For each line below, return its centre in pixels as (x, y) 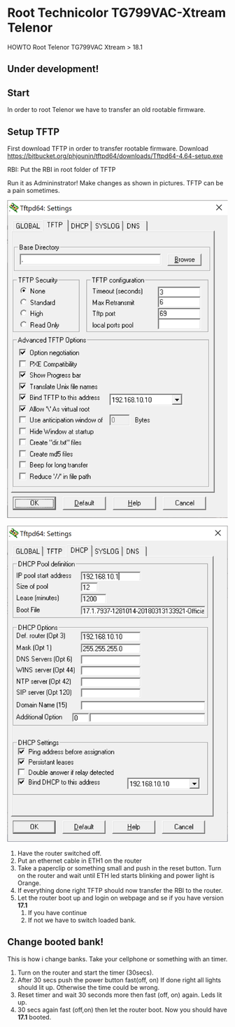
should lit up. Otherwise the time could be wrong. (88, 987)
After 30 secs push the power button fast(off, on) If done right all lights (119, 979)
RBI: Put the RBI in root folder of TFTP (62, 169)
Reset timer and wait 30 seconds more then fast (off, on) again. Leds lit (120, 995)
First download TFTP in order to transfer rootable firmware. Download (108, 148)
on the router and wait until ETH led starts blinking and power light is (116, 875)
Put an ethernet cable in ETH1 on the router (79, 861)
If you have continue (57, 912)
